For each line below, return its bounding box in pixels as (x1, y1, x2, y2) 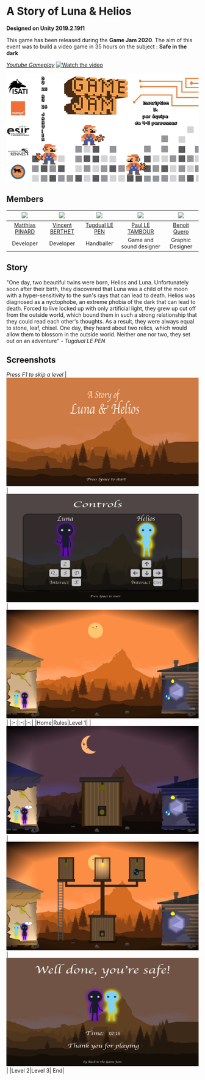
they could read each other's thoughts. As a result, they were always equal (6, 317, 195, 325)
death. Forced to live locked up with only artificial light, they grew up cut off (6, 305, 196, 312)
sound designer (121, 243, 160, 250)
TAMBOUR (127, 228, 154, 235)
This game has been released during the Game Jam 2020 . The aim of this (6, 36, 193, 43)
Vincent (52, 221, 72, 229)
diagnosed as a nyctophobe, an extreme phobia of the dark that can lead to (6, 298, 196, 305)
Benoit (173, 221, 189, 229)
